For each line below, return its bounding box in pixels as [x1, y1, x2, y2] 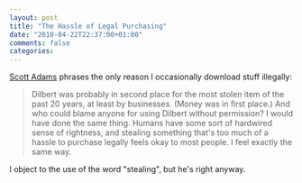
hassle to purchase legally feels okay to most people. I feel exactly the [31, 137, 293, 148]
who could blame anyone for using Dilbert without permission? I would [31, 108, 294, 119]
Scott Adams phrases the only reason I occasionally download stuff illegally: [9, 71, 293, 82]
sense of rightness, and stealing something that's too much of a [31, 127, 269, 138]
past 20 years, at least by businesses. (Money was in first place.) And [31, 98, 290, 109]
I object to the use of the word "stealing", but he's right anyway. [9, 164, 246, 175]
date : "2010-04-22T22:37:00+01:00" [9, 30, 143, 39]
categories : [9, 47, 54, 56]
